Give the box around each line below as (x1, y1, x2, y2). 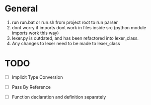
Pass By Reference (11, 84, 51, 90)
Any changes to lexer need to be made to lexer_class (11, 40, 120, 46)
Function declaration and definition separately (11, 94, 106, 100)
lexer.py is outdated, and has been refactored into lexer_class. (11, 35, 139, 41)
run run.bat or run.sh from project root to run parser (11, 19, 118, 25)
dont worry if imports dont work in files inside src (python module (11, 24, 147, 30)
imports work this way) (11, 30, 59, 36)
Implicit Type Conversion (11, 74, 63, 80)
